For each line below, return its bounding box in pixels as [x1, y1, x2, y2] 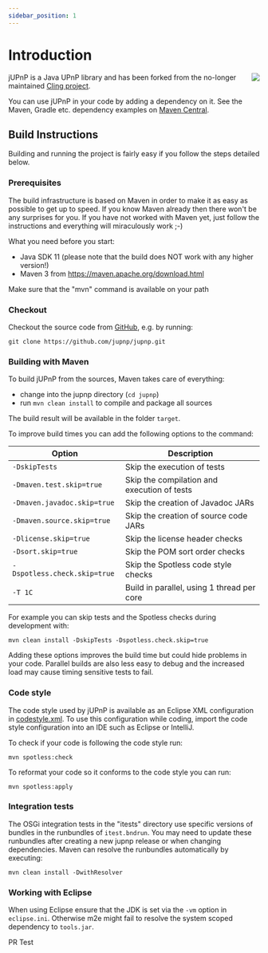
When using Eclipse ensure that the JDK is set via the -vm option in [8, 905, 227, 915]
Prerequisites [8, 177, 61, 188]
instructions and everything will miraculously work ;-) [8, 221, 183, 230]
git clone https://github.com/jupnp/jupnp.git [8, 337, 166, 345]
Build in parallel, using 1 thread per [124, 582, 256, 593]
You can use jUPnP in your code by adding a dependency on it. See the [8, 96, 243, 106]
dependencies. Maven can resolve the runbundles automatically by [8, 845, 229, 854]
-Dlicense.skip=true [12, 534, 90, 543]
